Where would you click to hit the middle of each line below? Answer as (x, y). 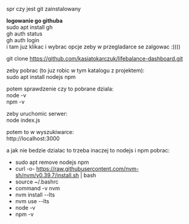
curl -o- (25, 169)
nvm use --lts (32, 201)
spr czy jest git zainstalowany (44, 9)
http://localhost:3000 (33, 138)
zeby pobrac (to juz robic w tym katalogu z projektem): (76, 70)
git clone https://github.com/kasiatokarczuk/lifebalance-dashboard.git (95, 58)
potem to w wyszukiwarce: (40, 132)
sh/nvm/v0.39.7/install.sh (47, 175)
